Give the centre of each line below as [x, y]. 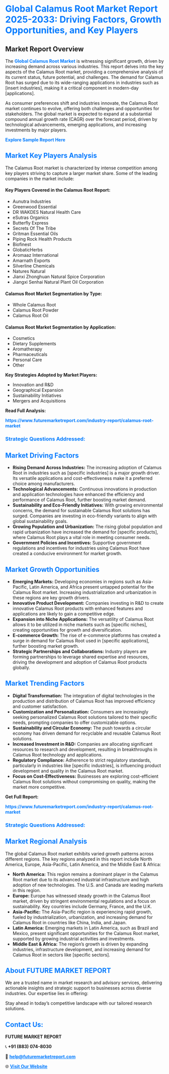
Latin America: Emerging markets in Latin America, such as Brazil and [85, 928]
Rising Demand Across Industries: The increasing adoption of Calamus [87, 468]
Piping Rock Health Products [42, 239]
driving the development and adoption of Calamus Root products [80, 662]
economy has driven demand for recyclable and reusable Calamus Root [87, 733]
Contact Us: [24, 1024]
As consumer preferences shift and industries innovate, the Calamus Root [81, 103]
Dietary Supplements [34, 344]
